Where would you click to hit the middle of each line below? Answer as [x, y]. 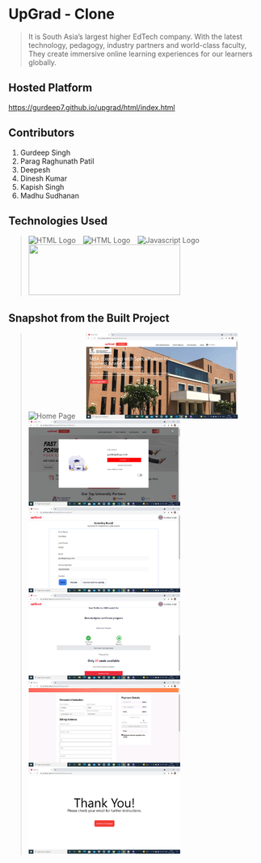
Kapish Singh [42, 186]
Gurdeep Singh [45, 152]
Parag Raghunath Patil [57, 161]
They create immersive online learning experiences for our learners [140, 53]
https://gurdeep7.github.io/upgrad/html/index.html [92, 107]
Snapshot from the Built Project [89, 318]
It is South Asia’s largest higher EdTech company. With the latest [135, 36]
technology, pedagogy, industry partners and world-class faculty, [137, 45]
